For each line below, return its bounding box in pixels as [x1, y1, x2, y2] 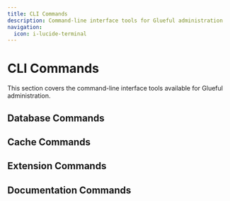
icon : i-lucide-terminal [13, 30, 87, 38]
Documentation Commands [7, 184, 132, 196]
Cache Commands [7, 136, 91, 148]
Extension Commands [7, 160, 107, 172]
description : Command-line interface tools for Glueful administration [7, 17, 223, 24]
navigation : [7, 23, 42, 30]
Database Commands [7, 112, 105, 124]
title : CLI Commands [7, 10, 69, 18]
